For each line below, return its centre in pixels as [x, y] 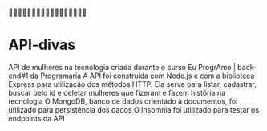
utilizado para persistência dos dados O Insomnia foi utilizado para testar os [133, 109]
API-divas [42, 45]
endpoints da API [37, 118]
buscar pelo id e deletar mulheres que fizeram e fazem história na [117, 92]
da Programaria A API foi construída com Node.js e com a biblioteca [142, 76]
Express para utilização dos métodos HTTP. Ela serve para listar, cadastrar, [132, 84]
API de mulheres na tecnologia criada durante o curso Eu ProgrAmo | [122, 67]
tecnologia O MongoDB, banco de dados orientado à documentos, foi [123, 101]
